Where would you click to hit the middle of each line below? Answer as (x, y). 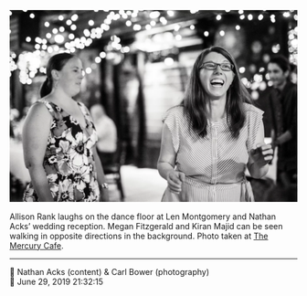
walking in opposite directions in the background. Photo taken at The (139, 236)
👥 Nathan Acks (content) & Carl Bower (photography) (110, 271)
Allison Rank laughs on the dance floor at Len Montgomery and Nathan (143, 217)
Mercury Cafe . (37, 245)
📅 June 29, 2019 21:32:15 (56, 281)
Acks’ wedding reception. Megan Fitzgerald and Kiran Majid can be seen (146, 226)
